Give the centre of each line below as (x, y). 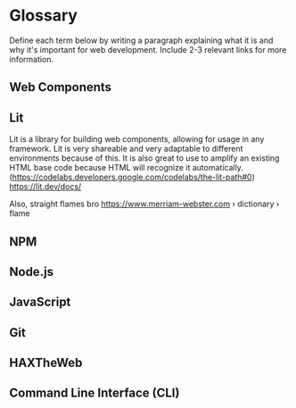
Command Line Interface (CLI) (95, 393)
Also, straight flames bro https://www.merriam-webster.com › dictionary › (144, 204)
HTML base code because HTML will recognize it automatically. (126, 168)
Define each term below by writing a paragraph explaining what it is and (141, 40)
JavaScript (40, 302)
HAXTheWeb (46, 363)
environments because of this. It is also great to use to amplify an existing (144, 158)
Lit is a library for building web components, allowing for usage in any (137, 139)
